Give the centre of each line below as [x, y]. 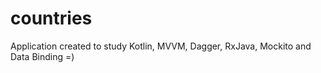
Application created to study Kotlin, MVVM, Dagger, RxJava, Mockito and [161, 46]
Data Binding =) [42, 56]
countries [51, 18]
